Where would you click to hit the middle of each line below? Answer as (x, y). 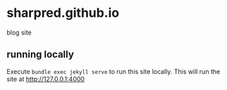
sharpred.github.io (63, 13)
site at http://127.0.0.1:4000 (46, 79)
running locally (41, 54)
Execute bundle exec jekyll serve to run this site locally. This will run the (114, 71)
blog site (19, 32)
